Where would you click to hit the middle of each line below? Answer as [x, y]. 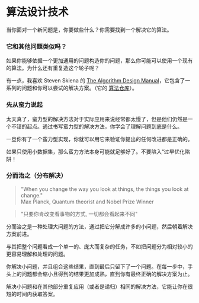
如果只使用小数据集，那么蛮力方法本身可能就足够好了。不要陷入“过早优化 [96, 151]
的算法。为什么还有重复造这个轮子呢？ [53, 68]
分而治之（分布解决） [36, 176]
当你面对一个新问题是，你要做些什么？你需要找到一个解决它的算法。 [89, 30]
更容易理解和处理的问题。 [37, 254]
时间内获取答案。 [37, 294]
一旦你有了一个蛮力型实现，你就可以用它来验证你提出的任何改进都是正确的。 [99, 139]
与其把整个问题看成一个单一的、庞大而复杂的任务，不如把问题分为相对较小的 [99, 246]
